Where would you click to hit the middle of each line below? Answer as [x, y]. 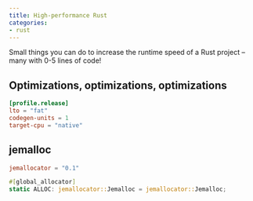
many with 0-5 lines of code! [55, 60]
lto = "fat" [28, 111]
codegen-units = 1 [39, 118]
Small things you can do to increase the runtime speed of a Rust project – [127, 53]
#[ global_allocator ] [43, 182]
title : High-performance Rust [58, 15]
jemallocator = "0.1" [44, 168]
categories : [28, 23]
